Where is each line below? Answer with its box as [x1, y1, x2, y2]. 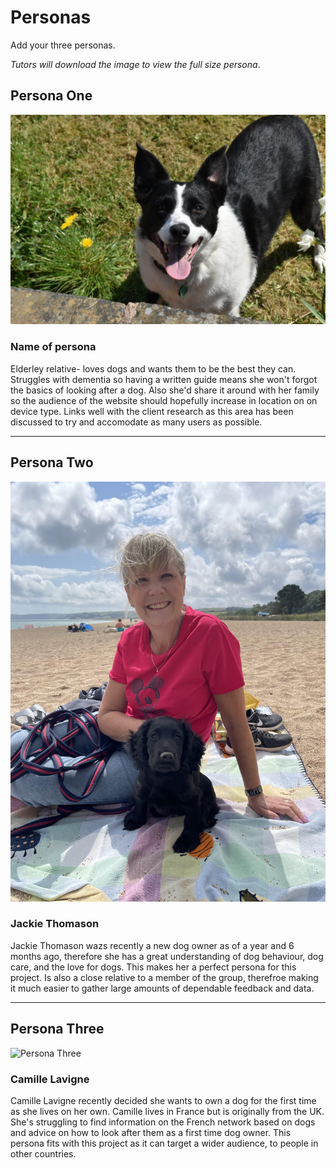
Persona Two [10, 454, 94, 471]
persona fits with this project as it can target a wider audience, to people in [10, 1137, 319, 1149]
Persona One [10, 87, 93, 105]
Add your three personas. [10, 39, 116, 51]
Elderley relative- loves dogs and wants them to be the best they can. [10, 362, 297, 375]
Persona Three [10, 1021, 105, 1038]
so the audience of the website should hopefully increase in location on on [10, 394, 318, 406]
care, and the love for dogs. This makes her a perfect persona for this [10, 961, 297, 973]
